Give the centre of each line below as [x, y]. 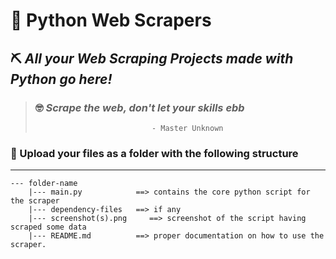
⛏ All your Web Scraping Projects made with [152, 58]
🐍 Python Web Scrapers [111, 20]
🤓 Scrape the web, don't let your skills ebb [139, 107]
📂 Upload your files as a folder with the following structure [154, 153]
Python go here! [61, 79]
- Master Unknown [187, 128]
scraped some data [48, 227]
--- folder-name [44, 184]
